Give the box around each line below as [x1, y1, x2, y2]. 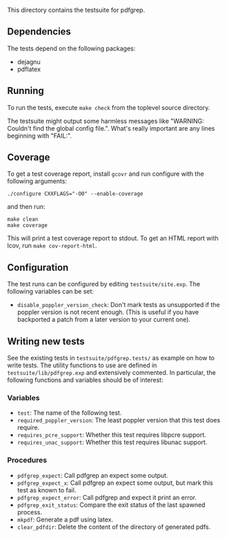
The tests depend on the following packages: [7, 44, 136, 53]
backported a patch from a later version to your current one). [17, 315, 191, 324]
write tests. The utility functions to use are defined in [7, 361, 157, 369]
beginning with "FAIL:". [7, 131, 72, 140]
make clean [7, 216, 39, 223]
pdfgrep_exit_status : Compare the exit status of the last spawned [17, 501, 206, 509]
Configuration [7, 261, 69, 273]
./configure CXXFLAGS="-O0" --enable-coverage [7, 190, 144, 198]
